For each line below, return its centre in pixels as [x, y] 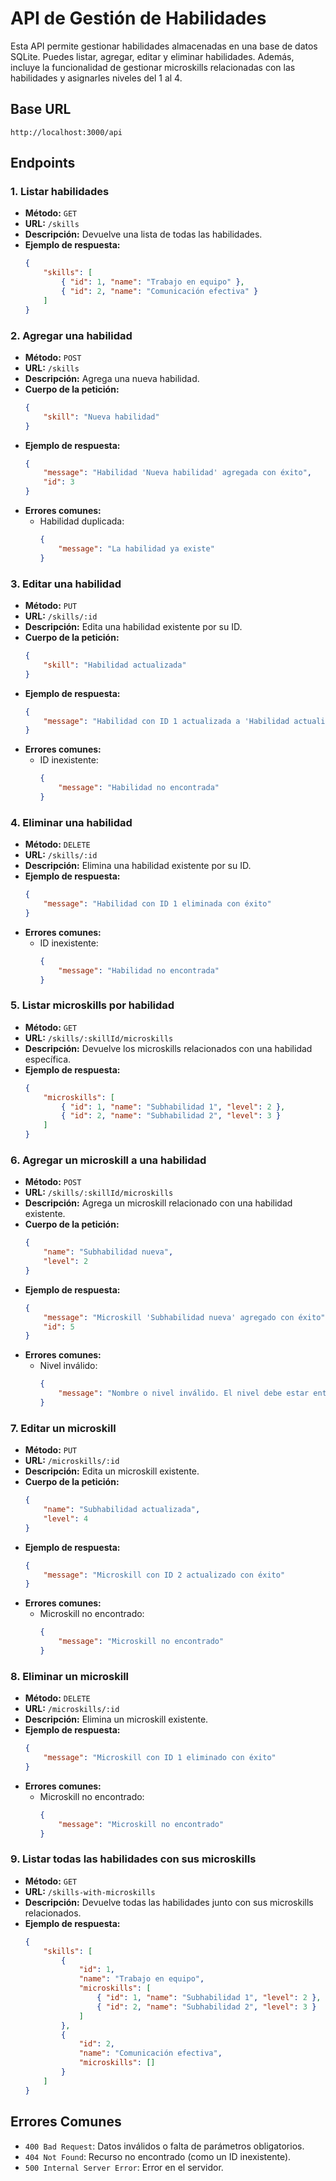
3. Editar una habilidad [66, 584]
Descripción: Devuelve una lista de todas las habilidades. [143, 234]
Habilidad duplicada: [82, 521]
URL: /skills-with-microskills [90, 1891]
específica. [48, 1059]
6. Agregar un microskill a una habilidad [108, 1160]
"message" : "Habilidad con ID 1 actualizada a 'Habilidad [166, 721]
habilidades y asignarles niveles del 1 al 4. [96, 78]
